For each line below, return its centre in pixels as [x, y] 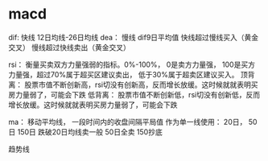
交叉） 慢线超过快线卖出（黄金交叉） [69, 47]
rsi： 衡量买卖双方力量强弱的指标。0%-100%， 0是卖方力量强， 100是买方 [132, 64]
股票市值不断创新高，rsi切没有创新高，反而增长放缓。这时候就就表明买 [141, 85]
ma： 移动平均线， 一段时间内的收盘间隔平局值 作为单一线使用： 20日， [128, 122]
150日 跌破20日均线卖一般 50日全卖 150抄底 [90, 132]
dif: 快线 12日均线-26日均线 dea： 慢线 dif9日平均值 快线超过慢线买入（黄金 [134, 37]
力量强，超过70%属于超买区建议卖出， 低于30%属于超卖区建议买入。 [124, 74]
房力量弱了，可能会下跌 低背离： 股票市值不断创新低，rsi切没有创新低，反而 [134, 94]
